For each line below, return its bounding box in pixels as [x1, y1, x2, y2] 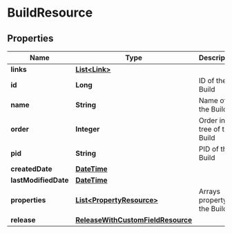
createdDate [10, 164, 52, 174]
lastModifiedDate [10, 175, 69, 185]
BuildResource [7, 5, 93, 21]
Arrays [199, 187, 221, 196]
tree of [199, 125, 221, 134]
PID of [199, 144, 219, 154]
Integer [75, 125, 100, 134]
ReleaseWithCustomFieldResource [75, 215, 193, 224]
